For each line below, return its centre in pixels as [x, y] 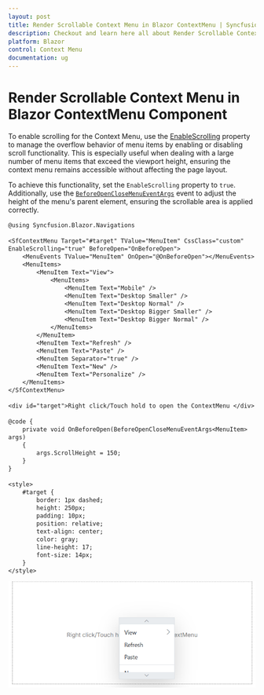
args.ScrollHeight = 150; [79, 453]
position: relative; [70, 523]
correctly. [24, 210]
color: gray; [58, 539]
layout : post [29, 16]
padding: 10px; [61, 516]
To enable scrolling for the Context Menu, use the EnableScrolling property [129, 136]
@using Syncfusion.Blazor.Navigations [71, 225]
